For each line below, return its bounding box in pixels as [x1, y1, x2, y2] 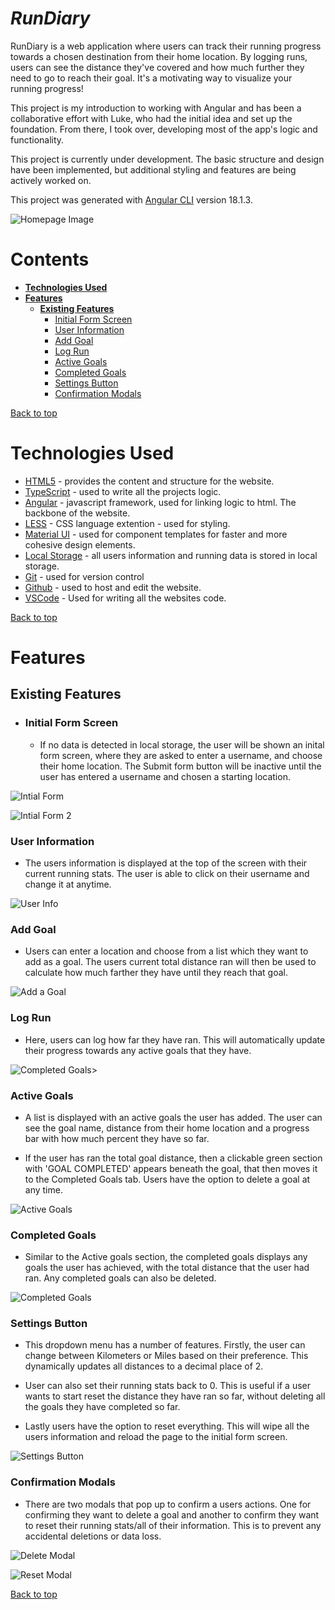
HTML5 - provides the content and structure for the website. [24, 475, 275, 487]
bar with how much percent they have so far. [24, 1132, 210, 1144]
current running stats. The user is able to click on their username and [24, 867, 310, 879]
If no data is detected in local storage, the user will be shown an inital [39, 738, 325, 751]
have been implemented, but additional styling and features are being [10, 163, 297, 176]
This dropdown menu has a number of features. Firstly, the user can [24, 1339, 306, 1351]
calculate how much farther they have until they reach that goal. [24, 967, 289, 979]
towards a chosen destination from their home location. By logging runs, [10, 50, 308, 62]
